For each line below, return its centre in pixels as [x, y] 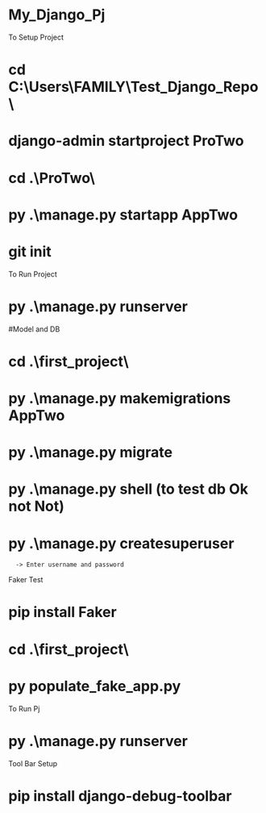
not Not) [36, 507]
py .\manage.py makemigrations [120, 398]
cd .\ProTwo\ [52, 178]
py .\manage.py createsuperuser [121, 543]
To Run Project [33, 274]
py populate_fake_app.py [95, 686]
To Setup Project [36, 37]
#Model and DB [34, 329]
